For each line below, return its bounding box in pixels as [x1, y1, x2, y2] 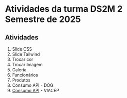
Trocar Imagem [12, 62, 43, 67]
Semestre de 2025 [5, 14, 81, 25]
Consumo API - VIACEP [12, 88, 59, 93]
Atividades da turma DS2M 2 [5, 3, 123, 15]
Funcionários [12, 72, 38, 78]
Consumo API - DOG [12, 82, 53, 88]
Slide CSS [12, 46, 32, 52]
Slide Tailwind [12, 51, 40, 57]
